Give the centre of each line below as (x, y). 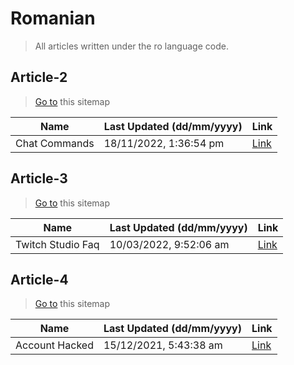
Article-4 (39, 279)
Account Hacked (54, 345)
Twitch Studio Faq (57, 244)
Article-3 (39, 178)
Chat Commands (55, 143)
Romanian (53, 18)
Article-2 (39, 77)
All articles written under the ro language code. (131, 46)
